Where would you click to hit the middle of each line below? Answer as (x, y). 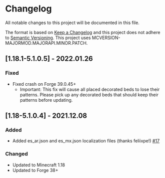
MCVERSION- (106, 38)
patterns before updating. (46, 100)
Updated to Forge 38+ (35, 170)
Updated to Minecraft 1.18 (38, 165)
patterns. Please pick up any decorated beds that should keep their (89, 95)
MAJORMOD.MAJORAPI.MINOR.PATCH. (46, 43)
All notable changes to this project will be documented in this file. (72, 23)
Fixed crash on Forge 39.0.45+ (44, 84)
